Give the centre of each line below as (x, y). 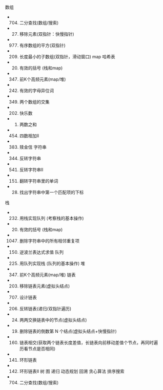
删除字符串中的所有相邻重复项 (49, 241)
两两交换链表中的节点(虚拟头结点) (53, 320)
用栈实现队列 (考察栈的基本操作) (51, 218)
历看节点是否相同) (37, 349)
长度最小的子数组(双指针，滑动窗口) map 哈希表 (67, 57)
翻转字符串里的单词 (39, 181)
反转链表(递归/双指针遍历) (45, 309)
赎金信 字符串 (33, 147)
